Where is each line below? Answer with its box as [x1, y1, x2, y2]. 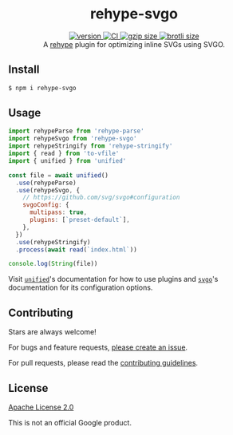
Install [8, 63, 40, 77]
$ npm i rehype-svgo [8, 84, 77, 92]
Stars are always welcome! [8, 327, 97, 337]
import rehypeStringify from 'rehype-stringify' [8, 142, 173, 150]
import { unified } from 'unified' [8, 156, 127, 164]
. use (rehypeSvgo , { [15, 186, 81, 194]
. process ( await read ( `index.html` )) [15, 245, 137, 254]
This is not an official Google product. [8, 417, 132, 427]
